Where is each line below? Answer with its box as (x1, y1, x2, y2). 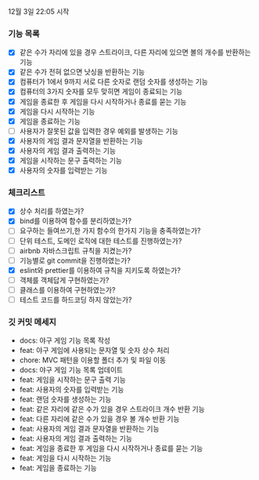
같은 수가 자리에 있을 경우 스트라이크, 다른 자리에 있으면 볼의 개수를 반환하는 (19, 48, 252, 57)
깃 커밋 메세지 (8, 316, 57, 327)
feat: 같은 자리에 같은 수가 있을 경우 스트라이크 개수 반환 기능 (19, 405, 205, 414)
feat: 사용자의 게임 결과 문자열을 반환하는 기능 (19, 424, 160, 434)
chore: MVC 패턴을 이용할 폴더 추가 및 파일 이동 (19, 355, 167, 365)
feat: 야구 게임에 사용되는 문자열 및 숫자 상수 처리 (19, 346, 170, 355)
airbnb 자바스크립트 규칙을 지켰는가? (19, 245, 132, 255)
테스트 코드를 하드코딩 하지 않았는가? (19, 295, 132, 304)
